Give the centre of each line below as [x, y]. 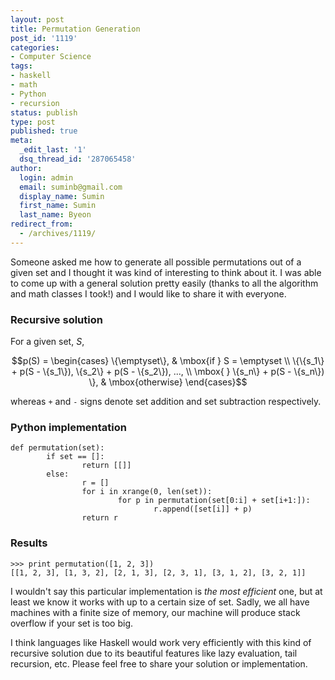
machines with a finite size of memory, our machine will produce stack [155, 612]
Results [29, 543]
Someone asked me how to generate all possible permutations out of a [156, 262]
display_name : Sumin [62, 196]
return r [99, 518]
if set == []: [75, 457]
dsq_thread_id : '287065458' [78, 159]
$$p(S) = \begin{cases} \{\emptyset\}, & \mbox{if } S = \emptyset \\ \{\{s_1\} [168, 361]
